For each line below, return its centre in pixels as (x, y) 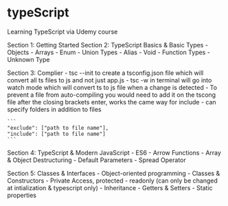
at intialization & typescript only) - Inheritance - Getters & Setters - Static (110, 187)
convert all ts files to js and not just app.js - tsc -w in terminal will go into (110, 80)
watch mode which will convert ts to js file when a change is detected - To (112, 87)
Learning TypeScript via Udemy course (62, 32)
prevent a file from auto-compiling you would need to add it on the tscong (112, 95)
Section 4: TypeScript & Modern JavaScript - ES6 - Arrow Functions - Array (114, 152)
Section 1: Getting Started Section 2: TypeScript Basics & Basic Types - (107, 45)
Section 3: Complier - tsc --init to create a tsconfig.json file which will (105, 73)
